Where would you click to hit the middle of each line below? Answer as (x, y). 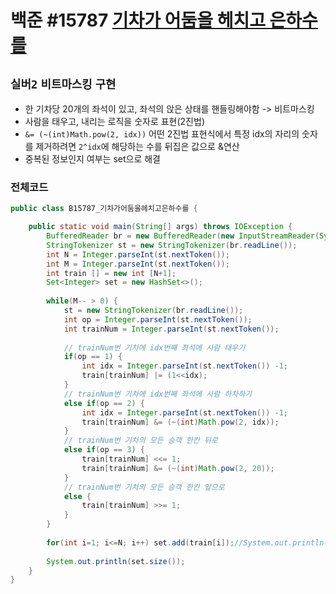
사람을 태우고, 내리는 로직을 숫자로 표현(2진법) (114, 121)
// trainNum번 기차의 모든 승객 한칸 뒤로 (140, 441)
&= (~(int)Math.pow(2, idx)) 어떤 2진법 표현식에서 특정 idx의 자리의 (162, 134)
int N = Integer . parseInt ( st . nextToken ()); (138, 254)
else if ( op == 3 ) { (104, 450)
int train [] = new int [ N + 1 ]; (111, 273)
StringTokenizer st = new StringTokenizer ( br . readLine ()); (172, 245)
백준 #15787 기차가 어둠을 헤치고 (138, 20)
